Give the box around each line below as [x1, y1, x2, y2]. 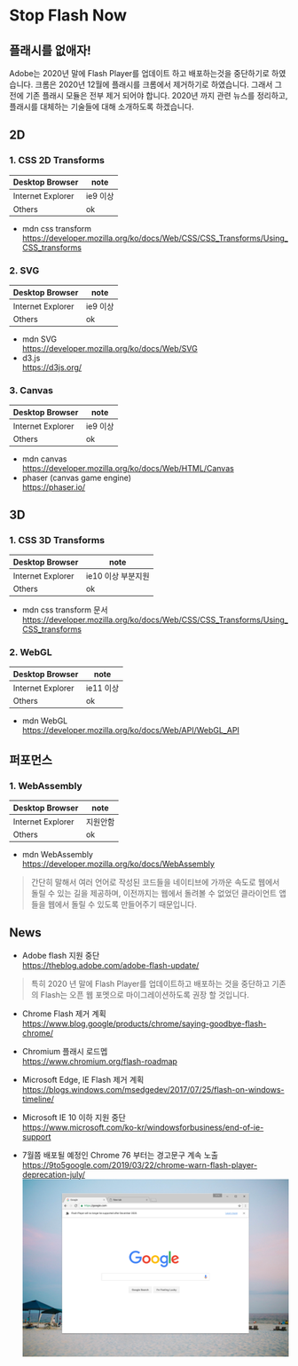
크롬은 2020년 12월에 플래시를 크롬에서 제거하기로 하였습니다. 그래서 [35, 79, 273, 90]
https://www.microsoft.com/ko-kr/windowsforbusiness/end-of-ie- [21, 1122, 264, 1133]
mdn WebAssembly [21, 849, 93, 859]
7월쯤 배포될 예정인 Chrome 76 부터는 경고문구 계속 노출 [21, 1149, 219, 1160]
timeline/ [21, 1094, 55, 1104]
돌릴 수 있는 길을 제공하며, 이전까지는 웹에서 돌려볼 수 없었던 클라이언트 [30, 888, 278, 898]
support [21, 1131, 51, 1141]
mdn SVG [21, 334, 58, 344]
